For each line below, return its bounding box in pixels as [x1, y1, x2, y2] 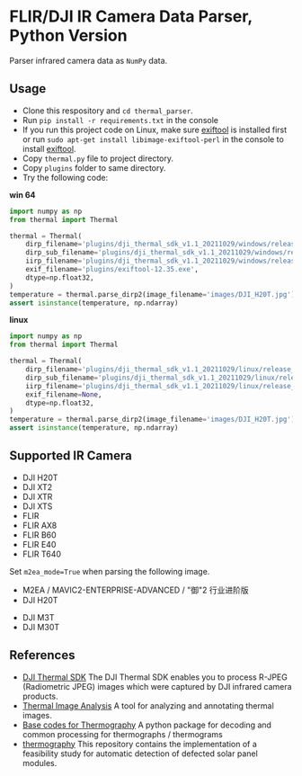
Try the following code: [22, 172, 109, 183]
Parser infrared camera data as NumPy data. [9, 55, 168, 66]
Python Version [9, 25, 128, 46]
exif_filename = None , [25, 389, 102, 399]
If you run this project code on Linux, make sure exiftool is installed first [22, 124, 288, 135]
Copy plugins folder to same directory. [22, 162, 166, 173]
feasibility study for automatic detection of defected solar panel [22, 748, 258, 759]
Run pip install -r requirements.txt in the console [22, 114, 218, 125]
